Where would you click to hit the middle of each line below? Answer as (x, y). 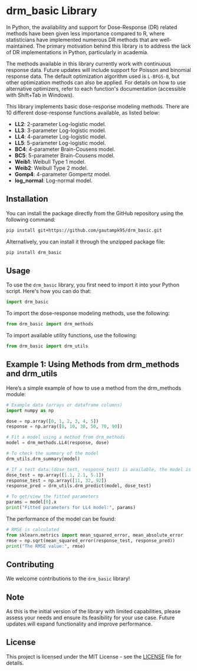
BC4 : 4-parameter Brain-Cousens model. (65, 149)
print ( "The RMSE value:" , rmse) (46, 546)
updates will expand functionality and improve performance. (79, 624)
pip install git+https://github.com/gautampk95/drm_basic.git (84, 230)
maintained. (20, 46)
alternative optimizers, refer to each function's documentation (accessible (96, 88)
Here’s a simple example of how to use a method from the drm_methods (94, 388)
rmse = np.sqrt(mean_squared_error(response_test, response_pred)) (91, 541)
